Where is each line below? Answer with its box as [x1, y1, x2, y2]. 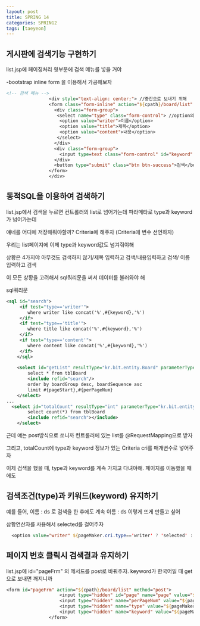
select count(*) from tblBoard [27, 409, 105, 415]
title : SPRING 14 [6, 14, 49, 20]
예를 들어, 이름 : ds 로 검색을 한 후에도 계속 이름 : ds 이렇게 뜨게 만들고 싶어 [6, 507, 180, 515]
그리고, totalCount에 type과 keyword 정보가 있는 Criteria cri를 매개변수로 [6, 444, 178, 451]
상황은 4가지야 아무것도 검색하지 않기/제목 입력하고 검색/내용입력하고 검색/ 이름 [6, 254, 190, 261]
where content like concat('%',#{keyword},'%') [27, 342, 148, 348]
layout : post [6, 8, 39, 15]
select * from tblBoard [27, 370, 86, 376]
